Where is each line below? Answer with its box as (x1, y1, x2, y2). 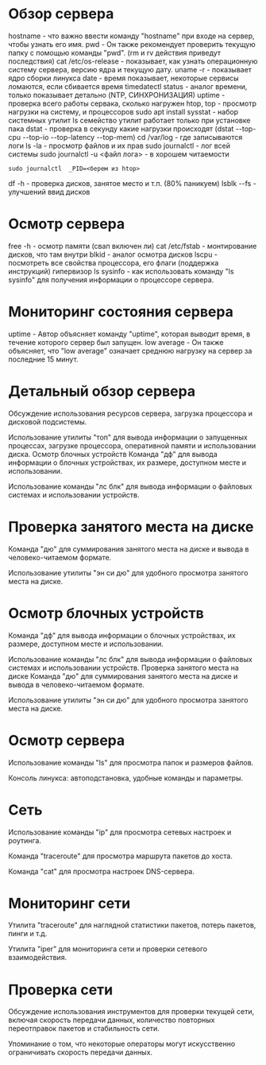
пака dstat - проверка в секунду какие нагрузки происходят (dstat (8, 124, 234, 134)
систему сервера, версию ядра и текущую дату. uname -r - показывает (8, 64, 253, 74)
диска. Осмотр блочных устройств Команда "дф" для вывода (8, 449, 218, 459)
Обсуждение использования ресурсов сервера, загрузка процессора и (8, 409, 253, 418)
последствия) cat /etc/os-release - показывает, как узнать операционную (8, 56, 258, 66)
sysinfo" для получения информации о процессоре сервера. (8, 275, 214, 285)
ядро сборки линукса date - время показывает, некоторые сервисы (8, 73, 240, 83)
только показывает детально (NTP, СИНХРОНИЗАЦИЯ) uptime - (8, 90, 226, 99)
